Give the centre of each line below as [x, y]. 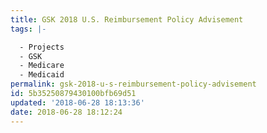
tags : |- [28, 29]
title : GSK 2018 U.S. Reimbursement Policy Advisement [127, 19]
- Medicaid [42, 75]
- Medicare [42, 66]
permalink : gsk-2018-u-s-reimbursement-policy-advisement [133, 84]
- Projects [42, 47]
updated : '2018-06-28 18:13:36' [77, 102]
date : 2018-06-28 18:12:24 [66, 112]
